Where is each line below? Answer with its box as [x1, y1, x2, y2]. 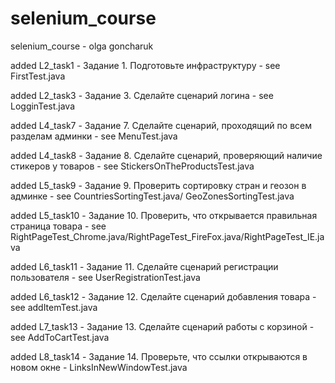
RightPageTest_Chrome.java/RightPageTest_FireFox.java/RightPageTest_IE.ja [10, 230, 325, 242]
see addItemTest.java [10, 301, 98, 313]
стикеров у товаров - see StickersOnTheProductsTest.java [10, 160, 255, 172]
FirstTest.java [10, 70, 66, 82]
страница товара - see [10, 220, 107, 232]
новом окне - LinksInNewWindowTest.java [10, 361, 188, 373]
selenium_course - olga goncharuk [10, 40, 154, 52]
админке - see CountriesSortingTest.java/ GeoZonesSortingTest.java [10, 190, 295, 202]
